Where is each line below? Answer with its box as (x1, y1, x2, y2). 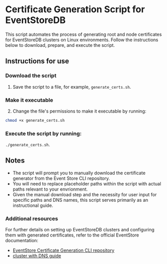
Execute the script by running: (5, 130, 82, 137)
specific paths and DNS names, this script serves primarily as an (12, 197, 149, 203)
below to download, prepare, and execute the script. (5, 42, 115, 48)
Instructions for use (5, 57, 70, 66)
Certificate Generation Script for (5, 4, 145, 15)
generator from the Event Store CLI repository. (12, 175, 110, 181)
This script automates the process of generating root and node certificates (5, 31, 162, 37)
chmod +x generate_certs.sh (5, 118, 65, 123)
